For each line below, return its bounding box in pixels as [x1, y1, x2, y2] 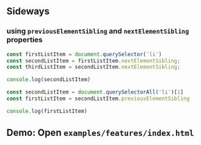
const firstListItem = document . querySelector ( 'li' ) [6, 51, 162, 58]
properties [6, 35, 43, 44]
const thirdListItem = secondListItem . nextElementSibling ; [6, 64, 181, 71]
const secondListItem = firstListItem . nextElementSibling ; [6, 57, 181, 65]
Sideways [6, 6, 50, 17]
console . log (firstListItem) [6, 108, 88, 114]
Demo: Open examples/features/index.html [6, 127, 195, 139]
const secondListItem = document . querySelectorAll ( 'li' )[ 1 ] [6, 89, 184, 96]
